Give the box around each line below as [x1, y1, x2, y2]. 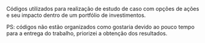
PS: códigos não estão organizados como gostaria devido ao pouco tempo [6, 24, 195, 30]
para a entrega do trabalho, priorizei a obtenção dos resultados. [6, 30, 168, 37]
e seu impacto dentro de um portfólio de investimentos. [6, 12, 146, 19]
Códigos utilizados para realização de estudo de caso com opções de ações [6, 5, 199, 12]
